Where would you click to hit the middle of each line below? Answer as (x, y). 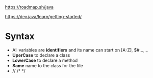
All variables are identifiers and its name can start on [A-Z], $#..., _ (80, 50)
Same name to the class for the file (48, 65)
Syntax (20, 37)
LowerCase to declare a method (45, 60)
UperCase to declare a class (41, 55)
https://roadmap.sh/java (29, 7)
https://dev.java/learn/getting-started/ (43, 16)
